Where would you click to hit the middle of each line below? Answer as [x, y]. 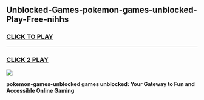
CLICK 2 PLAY [27, 59]
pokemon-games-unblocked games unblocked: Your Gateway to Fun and [101, 84]
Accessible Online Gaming [40, 90]
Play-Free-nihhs [38, 20]
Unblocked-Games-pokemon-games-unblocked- [102, 10]
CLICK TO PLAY [30, 37]
